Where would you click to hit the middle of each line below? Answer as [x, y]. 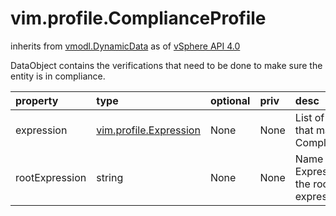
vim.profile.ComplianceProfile [138, 18]
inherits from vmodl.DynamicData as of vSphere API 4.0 [125, 46]
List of [309, 117]
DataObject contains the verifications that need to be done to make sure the [166, 65]
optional [230, 100]
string [110, 177]
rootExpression [51, 177]
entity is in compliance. [58, 76]
